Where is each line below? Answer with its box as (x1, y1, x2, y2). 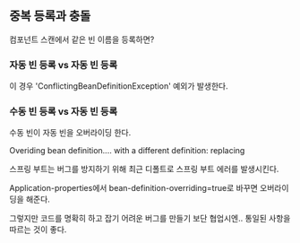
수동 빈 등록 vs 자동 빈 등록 (9, 106, 118, 118)
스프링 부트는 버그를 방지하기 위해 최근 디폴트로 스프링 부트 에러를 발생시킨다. (9, 164, 279, 175)
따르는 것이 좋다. (9, 224, 67, 235)
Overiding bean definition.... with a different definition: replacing (9, 145, 245, 156)
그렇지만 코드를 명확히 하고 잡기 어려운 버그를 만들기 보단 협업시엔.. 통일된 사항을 (9, 213, 291, 224)
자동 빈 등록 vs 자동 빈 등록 (9, 58, 118, 71)
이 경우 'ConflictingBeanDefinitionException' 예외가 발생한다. (9, 81, 228, 91)
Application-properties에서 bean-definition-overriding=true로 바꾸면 (9, 183, 258, 194)
